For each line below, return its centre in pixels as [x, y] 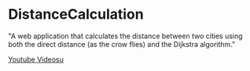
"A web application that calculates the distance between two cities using [125, 36]
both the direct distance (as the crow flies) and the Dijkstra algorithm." [122, 44]
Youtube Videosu [36, 59]
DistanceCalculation [76, 14]
